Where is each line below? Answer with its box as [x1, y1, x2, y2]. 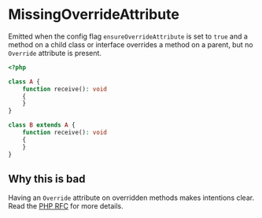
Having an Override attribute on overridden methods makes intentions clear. [8, 193, 254, 202]
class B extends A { [8, 121, 76, 129]
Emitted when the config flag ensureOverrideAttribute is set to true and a [8, 31, 248, 41]
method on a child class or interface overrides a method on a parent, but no [8, 39, 253, 49]
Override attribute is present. [8, 48, 102, 57]
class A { [8, 77, 41, 86]
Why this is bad [8, 172, 86, 186]
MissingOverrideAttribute [8, 6, 179, 24]
